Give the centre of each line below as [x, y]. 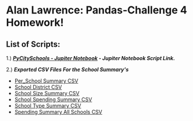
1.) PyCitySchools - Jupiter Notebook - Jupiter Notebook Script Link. [91, 58]
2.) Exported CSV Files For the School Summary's [68, 70]
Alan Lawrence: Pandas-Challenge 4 [97, 10]
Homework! [35, 23]
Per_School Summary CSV [46, 81]
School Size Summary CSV [47, 93]
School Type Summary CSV [48, 106]
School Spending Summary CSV [53, 99]
